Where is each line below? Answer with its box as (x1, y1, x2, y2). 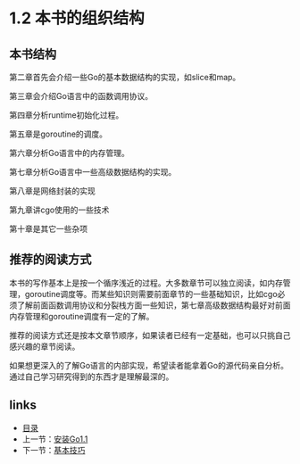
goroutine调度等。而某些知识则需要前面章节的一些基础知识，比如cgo (24, 288, 279, 299)
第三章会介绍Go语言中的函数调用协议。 (9, 91, 154, 101)
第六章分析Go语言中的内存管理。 (9, 148, 129, 158)
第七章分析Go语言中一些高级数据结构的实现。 (9, 167, 177, 177)
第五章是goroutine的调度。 (9, 128, 108, 139)
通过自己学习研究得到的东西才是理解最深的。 (9, 371, 174, 382)
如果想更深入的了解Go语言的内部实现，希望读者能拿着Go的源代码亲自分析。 (9, 360, 288, 370)
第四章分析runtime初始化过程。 (9, 110, 124, 120)
